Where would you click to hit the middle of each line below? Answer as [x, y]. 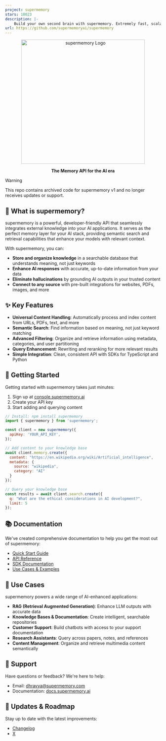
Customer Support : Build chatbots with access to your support [77, 627]
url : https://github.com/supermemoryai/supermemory [59, 28]
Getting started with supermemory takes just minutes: [60, 387]
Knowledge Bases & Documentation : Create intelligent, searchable [81, 617]
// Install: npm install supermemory [44, 416]
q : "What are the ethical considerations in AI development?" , [76, 499]
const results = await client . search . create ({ [54, 494]
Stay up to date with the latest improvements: [51, 719]
